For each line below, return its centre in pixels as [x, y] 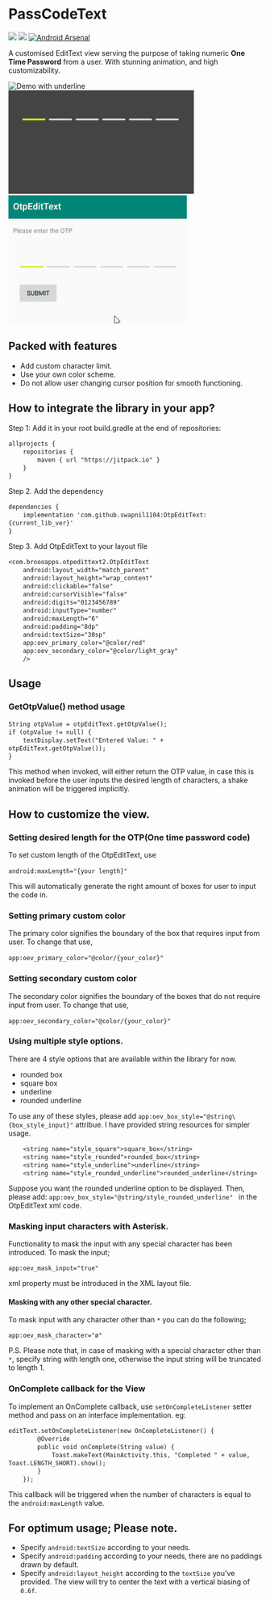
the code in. [28, 895]
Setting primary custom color [67, 916]
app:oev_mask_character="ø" [56, 1336]
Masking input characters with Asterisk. [89, 1226]
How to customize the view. [79, 814]
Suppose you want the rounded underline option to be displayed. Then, [127, 1188]
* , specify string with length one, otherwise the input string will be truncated [135, 1360]
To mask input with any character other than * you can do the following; [127, 1320]
